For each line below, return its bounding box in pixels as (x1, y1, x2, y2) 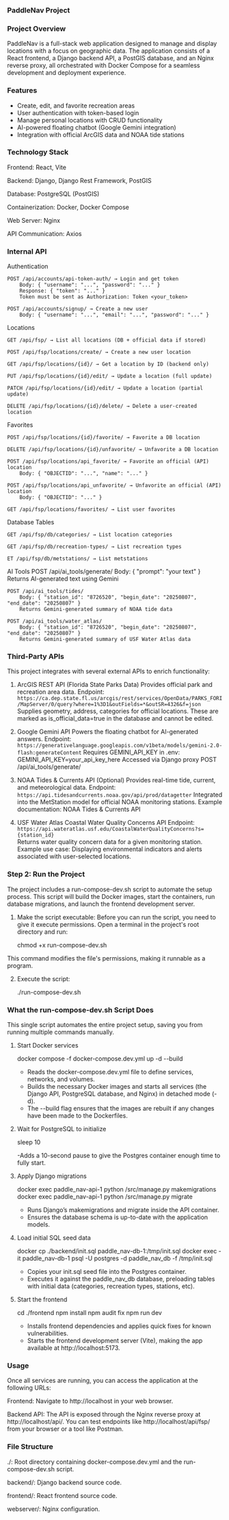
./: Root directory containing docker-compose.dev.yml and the (7, 1458, 183, 1466)
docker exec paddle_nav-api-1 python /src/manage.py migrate (16, 1192, 193, 1201)
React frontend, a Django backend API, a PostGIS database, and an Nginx (7, 54, 214, 62)
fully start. (16, 1159, 46, 1167)
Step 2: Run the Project (7, 869, 85, 879)
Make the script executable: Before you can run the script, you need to (16, 913, 217, 921)
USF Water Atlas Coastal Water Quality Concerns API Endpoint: (16, 819, 195, 827)
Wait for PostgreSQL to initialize (16, 1125, 107, 1133)
